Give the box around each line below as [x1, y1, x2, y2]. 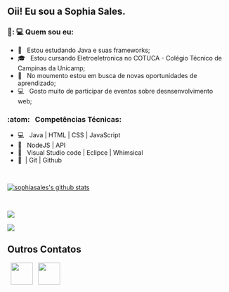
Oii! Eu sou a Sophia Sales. [7, 6, 126, 18]
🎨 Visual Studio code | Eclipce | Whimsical [17, 148, 143, 157]
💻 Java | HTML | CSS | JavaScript [17, 130, 121, 139]
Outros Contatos [7, 243, 82, 255]
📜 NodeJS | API [17, 141, 66, 149]
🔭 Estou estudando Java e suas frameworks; [17, 46, 150, 54]
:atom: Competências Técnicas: [7, 114, 122, 124]
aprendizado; [17, 79, 56, 87]
